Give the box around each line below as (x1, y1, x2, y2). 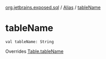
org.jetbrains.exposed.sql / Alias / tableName (5, 5, 101, 10)
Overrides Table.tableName (5, 48, 64, 54)
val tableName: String (5, 39, 54, 44)
